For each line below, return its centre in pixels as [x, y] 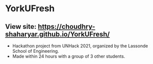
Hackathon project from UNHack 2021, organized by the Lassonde [80, 46]
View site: [21, 27]
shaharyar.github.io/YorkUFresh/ [57, 34]
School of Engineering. [36, 51]
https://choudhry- [67, 27]
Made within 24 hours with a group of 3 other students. [69, 56]
